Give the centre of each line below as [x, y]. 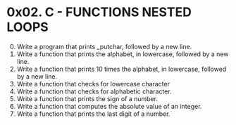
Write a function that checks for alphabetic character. [94, 91]
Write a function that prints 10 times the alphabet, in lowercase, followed [122, 69]
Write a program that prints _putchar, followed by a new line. [104, 46]
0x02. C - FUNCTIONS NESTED [99, 12]
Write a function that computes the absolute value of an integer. [109, 106]
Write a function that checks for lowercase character [93, 84]
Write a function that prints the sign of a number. [87, 98]
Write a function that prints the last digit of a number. [93, 114]
